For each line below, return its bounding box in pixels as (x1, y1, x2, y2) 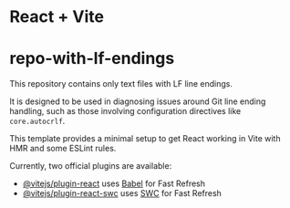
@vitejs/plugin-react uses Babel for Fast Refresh (22, 178, 206, 189)
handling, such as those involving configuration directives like (9, 106, 242, 117)
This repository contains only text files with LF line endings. (9, 78, 233, 89)
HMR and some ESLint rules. (9, 143, 117, 154)
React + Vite (9, 6, 105, 27)
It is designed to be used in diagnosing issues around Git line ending (9, 96, 266, 107)
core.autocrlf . (9, 116, 66, 127)
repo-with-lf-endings (9, 48, 175, 69)
